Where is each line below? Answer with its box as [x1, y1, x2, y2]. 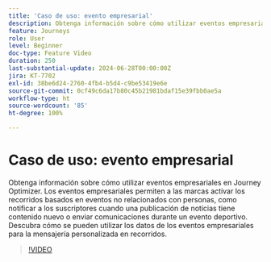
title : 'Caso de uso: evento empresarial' [8, 11, 153, 20]
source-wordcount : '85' [8, 102, 89, 110]
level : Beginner [8, 42, 63, 50]
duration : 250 [8, 57, 56, 65]
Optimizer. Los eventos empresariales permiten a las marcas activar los [8, 186, 246, 196]
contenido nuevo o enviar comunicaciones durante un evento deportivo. [8, 211, 248, 222]
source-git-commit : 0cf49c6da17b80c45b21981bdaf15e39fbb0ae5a [8, 86, 222, 95]
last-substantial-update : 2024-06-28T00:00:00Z [8, 64, 172, 73]
